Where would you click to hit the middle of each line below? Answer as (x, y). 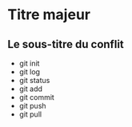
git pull (30, 114)
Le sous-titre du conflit (66, 44)
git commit (37, 97)
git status (34, 80)
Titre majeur (49, 15)
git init (29, 63)
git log (30, 72)
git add (31, 89)
